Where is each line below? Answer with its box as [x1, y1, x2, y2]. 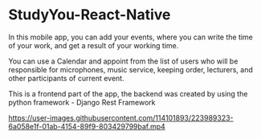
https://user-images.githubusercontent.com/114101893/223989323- [8, 112, 234, 122]
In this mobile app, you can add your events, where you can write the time [8, 32, 253, 42]
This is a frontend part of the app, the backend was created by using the [8, 88, 248, 98]
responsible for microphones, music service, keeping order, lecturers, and [8, 64, 253, 74]
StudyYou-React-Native [8, 6, 171, 24]
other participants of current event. [8, 73, 124, 83]
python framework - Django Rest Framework [8, 97, 156, 107]
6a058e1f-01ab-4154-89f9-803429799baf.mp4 [8, 121, 166, 131]
